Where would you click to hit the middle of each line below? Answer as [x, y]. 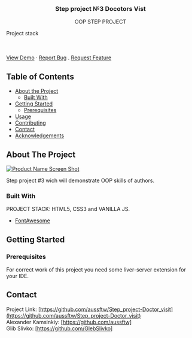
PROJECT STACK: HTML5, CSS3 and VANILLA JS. [68, 209]
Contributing [30, 123]
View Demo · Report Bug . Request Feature [59, 58]
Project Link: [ [23, 309]
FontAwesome [33, 221]
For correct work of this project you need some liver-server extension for [96, 269]
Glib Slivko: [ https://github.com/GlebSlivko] [60, 328]
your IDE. [17, 276]
